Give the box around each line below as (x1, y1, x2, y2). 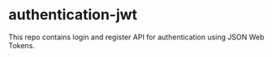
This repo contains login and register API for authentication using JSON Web (8, 32, 265, 42)
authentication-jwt (8, 6, 138, 24)
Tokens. (8, 40, 35, 50)
